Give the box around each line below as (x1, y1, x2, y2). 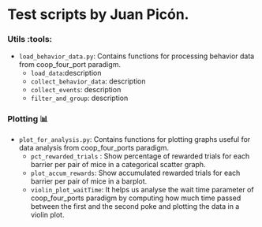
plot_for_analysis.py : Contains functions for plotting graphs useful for (18, 134, 251, 143)
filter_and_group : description (30, 93, 129, 103)
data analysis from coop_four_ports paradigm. (18, 143, 170, 152)
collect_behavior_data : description (30, 76, 147, 86)
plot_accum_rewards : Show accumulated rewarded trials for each (30, 168, 241, 177)
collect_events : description (30, 85, 122, 95)
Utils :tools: (7, 34, 53, 45)
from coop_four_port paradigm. (18, 60, 122, 69)
